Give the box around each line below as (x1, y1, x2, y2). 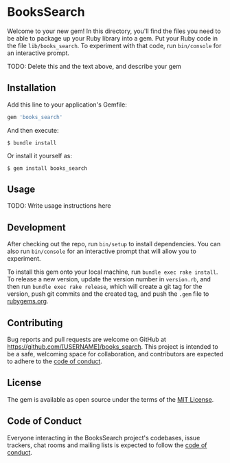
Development (7, 222, 67, 233)
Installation (7, 82, 56, 94)
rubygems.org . (7, 297, 49, 305)
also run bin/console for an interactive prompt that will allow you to (7, 247, 197, 255)
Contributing (7, 317, 63, 329)
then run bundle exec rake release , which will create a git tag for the (7, 283, 203, 291)
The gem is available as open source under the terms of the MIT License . (7, 395, 214, 403)
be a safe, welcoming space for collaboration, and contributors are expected (7, 350, 224, 358)
